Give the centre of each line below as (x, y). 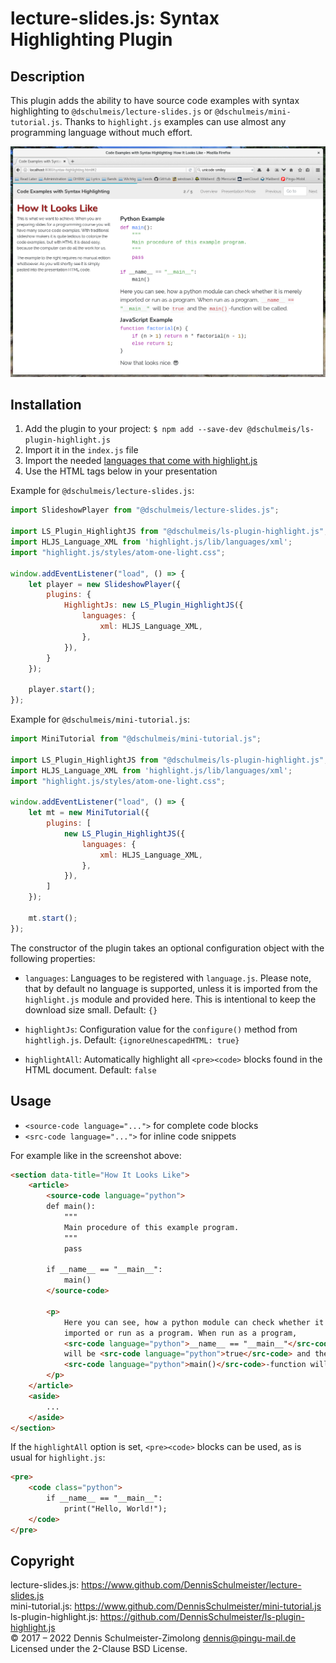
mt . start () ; (53, 918)
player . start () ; (62, 690)
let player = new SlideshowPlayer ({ (105, 584)
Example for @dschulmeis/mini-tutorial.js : (100, 719)
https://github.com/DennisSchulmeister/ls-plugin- (202, 1617)
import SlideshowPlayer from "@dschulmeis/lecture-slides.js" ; (145, 510)
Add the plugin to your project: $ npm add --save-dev (133, 429)
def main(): (71, 1207)
